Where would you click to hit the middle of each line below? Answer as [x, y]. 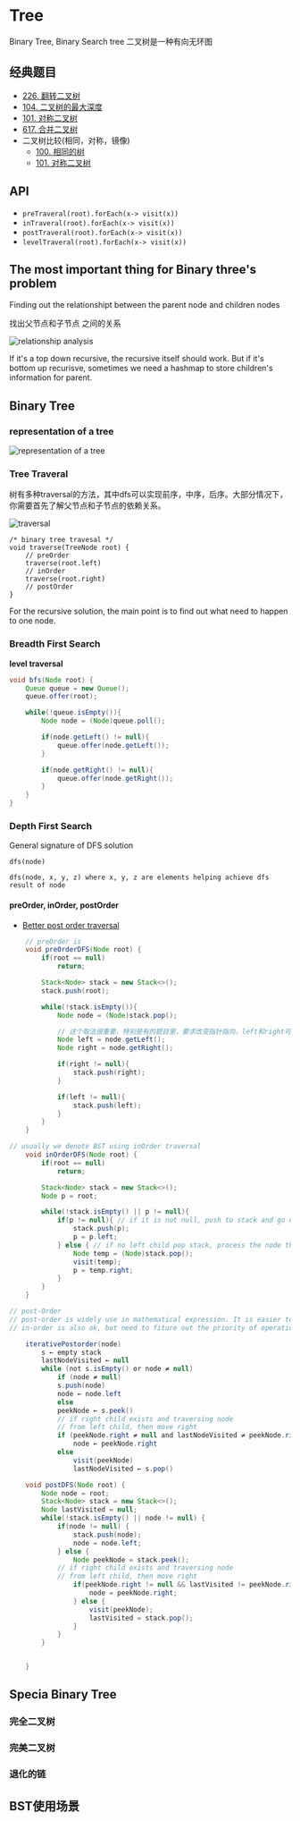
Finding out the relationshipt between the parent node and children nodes [145, 305]
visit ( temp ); [97, 1262]
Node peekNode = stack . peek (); [131, 1560]
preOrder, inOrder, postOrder [64, 905]
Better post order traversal [71, 925]
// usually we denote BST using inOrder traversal [105, 1147]
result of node [37, 885]
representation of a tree [62, 431]
